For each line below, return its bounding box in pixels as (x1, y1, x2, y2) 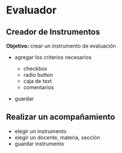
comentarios (23, 84, 54, 91)
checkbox (23, 65, 48, 72)
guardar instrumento (14, 140, 65, 147)
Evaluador (6, 4, 57, 17)
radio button (23, 72, 53, 78)
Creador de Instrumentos (6, 27, 100, 37)
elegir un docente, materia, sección (14, 134, 101, 141)
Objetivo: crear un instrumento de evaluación (6, 42, 116, 49)
